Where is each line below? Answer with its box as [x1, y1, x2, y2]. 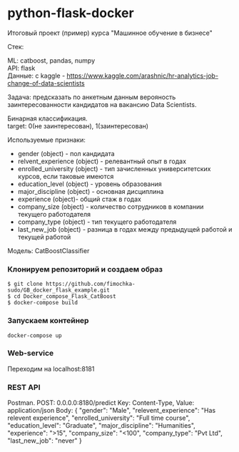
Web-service [7, 348, 54, 358]
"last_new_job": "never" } [7, 436, 82, 445]
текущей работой [17, 232, 71, 241]
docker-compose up [7, 332, 62, 339]
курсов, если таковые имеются [17, 172, 114, 180]
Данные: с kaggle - [7, 71, 66, 80]
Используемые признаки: [7, 135, 86, 144]
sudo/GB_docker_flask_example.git [7, 287, 111, 294]
